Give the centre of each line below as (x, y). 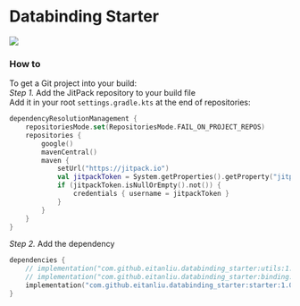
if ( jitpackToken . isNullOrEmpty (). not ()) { (139, 185)
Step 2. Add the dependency (62, 244)
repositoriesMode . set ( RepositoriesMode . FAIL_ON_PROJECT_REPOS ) (146, 127)
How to (25, 64)
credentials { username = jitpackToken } (151, 194)
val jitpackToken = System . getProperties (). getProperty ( (165, 177)
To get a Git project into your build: (73, 83)
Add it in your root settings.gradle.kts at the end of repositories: (130, 102)
